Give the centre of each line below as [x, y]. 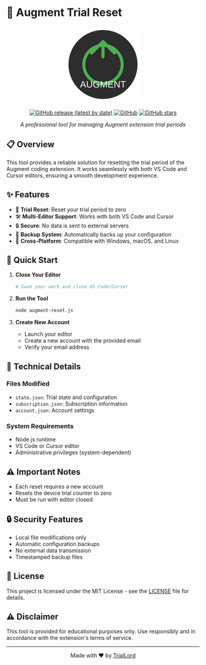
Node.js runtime [36, 439]
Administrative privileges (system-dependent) [73, 452]
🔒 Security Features [45, 519]
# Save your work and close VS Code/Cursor [72, 287]
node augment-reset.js [44, 311]
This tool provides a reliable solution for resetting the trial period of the [96, 162]
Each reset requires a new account [59, 486]
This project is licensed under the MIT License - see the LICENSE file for [97, 591]
